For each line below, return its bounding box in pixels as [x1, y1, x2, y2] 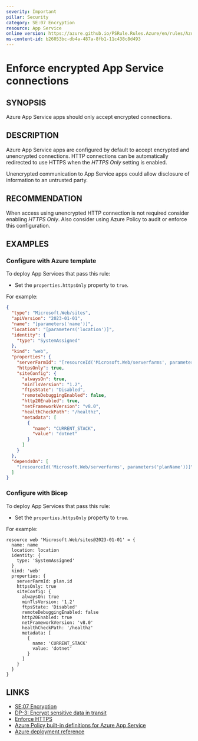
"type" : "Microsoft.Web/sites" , [11, 310, 91, 316]
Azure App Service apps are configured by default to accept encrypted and [6, 146, 190, 153]
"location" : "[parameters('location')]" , [11, 326, 115, 332]
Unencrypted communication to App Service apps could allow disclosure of [6, 170, 190, 177]
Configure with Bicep [6, 489, 68, 497]
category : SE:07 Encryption [6, 20, 75, 25]
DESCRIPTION [6, 131, 59, 141]
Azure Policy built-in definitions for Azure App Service [14, 722, 146, 729]
